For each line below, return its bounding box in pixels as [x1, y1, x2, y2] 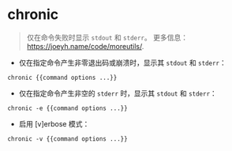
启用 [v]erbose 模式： [18, 119, 90, 128]
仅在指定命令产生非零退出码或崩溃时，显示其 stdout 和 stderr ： [18, 58, 226, 67]
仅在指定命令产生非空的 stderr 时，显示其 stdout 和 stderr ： [18, 89, 218, 98]
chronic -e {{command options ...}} [7, 104, 128, 112]
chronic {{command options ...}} [7, 74, 118, 81]
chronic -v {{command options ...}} [7, 134, 128, 143]
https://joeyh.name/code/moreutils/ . [26, 41, 144, 51]
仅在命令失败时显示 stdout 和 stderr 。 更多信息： [26, 32, 189, 42]
